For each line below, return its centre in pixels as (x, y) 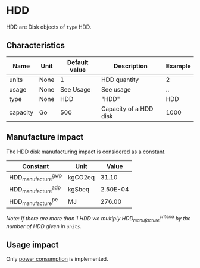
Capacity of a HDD (127, 109)
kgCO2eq (81, 177)
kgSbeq (79, 190)
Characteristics (36, 45)
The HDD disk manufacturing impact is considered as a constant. (86, 152)
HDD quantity (120, 80)
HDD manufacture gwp (36, 177)
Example (178, 66)
